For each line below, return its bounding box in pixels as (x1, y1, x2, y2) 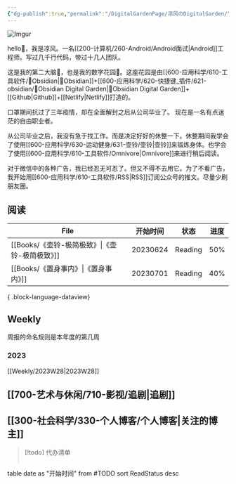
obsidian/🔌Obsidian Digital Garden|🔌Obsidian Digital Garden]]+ (7, 84, 190, 93)
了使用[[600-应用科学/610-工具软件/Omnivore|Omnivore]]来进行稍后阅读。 (7, 149, 223, 157)
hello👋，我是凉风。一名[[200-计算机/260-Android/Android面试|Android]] (7, 44, 218, 53)
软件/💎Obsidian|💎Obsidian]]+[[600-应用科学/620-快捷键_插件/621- (13, 77, 207, 85)
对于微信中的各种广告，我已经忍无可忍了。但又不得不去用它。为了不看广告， (7, 164, 229, 172)
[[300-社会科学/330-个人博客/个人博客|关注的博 (7, 415, 218, 427)
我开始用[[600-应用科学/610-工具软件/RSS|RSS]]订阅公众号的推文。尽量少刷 (7, 173, 228, 181)
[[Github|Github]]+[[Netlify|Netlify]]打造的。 (7, 93, 135, 101)
